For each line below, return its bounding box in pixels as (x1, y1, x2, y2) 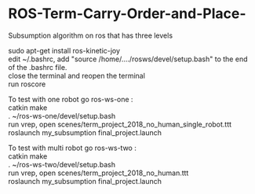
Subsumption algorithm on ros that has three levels (8, 31, 173, 40)
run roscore (8, 79, 46, 89)
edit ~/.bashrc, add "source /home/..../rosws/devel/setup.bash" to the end (8, 54, 248, 64)
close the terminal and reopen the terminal (8, 71, 145, 80)
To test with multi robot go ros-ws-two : (8, 143, 137, 152)
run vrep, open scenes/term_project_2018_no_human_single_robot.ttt (8, 119, 232, 129)
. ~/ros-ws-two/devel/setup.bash (8, 159, 116, 169)
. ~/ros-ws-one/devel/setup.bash (8, 111, 116, 120)
